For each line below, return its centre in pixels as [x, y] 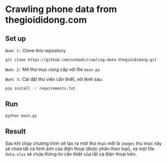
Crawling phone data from [61, 9]
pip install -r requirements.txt [40, 88]
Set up [16, 38]
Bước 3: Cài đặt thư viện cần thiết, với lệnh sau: [54, 79]
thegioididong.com [46, 20]
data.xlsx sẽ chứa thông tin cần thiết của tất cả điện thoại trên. [71, 154]
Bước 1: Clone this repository [36, 51]
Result [16, 131]
